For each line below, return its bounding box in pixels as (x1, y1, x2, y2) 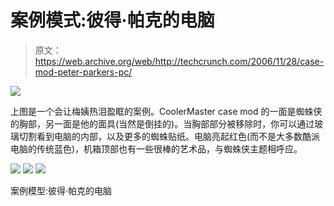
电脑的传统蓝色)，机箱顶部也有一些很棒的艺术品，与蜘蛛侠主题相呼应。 (10, 142, 303, 155)
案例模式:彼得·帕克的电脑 (10, 9, 215, 32)
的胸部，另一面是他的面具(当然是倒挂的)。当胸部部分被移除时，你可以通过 (10, 117, 315, 130)
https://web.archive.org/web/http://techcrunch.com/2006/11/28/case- (34, 55, 325, 67)
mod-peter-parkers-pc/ (34, 66, 133, 78)
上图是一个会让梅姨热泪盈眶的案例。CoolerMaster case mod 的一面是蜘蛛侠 (10, 105, 323, 117)
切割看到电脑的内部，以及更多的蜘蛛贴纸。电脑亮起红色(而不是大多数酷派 (18, 130, 321, 142)
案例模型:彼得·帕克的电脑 (10, 184, 113, 196)
